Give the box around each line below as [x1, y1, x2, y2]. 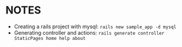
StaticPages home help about [14, 35, 86, 41]
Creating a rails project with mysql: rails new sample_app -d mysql [14, 23, 177, 30]
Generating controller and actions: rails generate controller [14, 29, 165, 36]
